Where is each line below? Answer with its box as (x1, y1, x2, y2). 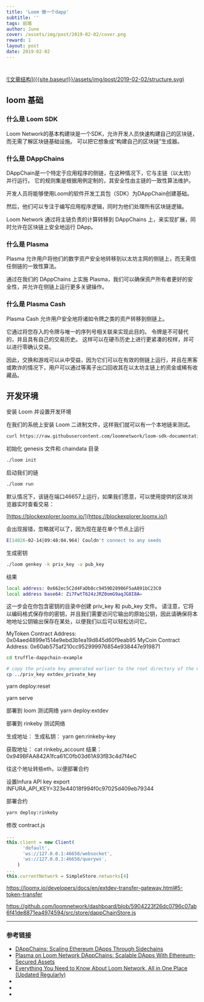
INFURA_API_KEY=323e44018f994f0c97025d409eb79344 (6, 785, 154, 792)
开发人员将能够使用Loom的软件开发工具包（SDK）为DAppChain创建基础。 (6, 189, 192, 197)
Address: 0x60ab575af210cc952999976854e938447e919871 (6, 643, 161, 651)
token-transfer (6, 891, 42, 898)
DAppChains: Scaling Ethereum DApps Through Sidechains (15, 945, 164, 953)
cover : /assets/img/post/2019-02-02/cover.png (6, 32, 126, 38)
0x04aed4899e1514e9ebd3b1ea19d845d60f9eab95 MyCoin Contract (6, 637, 180, 644)
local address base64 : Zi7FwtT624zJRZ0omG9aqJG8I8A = (6, 591, 143, 597)
